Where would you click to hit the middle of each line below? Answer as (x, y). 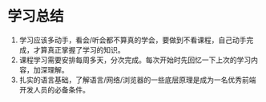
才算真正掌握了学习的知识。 (79, 49)
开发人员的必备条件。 (54, 89)
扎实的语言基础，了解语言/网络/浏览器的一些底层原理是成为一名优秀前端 (137, 80)
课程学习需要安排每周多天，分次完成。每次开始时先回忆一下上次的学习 (135, 60)
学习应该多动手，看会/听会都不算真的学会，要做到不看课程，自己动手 (133, 40)
